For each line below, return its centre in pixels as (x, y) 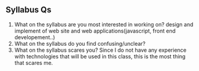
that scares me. (34, 63)
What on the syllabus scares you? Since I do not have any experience (100, 50)
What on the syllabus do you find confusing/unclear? (80, 43)
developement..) (35, 37)
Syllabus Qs (29, 10)
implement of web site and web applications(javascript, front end (95, 31)
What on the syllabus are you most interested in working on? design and (104, 24)
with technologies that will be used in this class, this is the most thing (100, 56)
